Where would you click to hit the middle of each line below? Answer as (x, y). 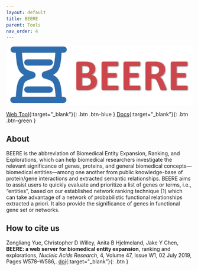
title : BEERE (22, 19)
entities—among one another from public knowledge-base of (109, 172)
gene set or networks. (33, 210)
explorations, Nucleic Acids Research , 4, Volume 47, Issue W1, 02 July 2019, (99, 255)
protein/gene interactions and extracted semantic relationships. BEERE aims (98, 178)
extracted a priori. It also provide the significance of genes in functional (93, 203)
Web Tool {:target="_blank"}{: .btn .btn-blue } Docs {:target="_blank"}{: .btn (97, 114)
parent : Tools (24, 25)
